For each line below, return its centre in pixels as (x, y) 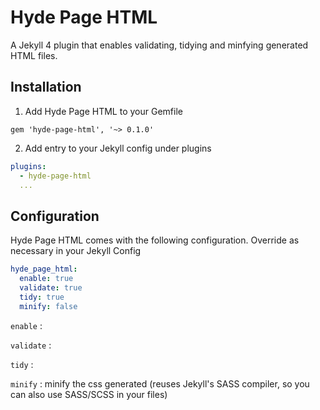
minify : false (48, 306)
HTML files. (34, 55)
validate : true (51, 287)
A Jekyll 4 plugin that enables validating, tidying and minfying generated (159, 45)
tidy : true (42, 297)
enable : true (46, 279)
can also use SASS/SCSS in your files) (89, 394)
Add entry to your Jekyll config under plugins (118, 148)
